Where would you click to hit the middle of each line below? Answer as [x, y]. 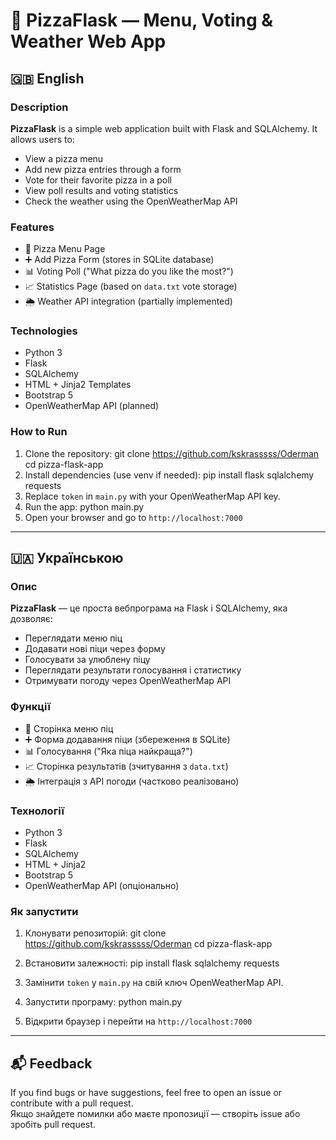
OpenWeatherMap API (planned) [92, 406]
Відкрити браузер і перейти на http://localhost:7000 [138, 1021]
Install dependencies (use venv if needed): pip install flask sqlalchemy [169, 475]
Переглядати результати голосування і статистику [133, 670]
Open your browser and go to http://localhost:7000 [133, 517]
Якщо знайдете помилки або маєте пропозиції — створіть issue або [155, 1114]
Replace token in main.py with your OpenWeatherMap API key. [152, 496]
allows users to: [42, 139]
